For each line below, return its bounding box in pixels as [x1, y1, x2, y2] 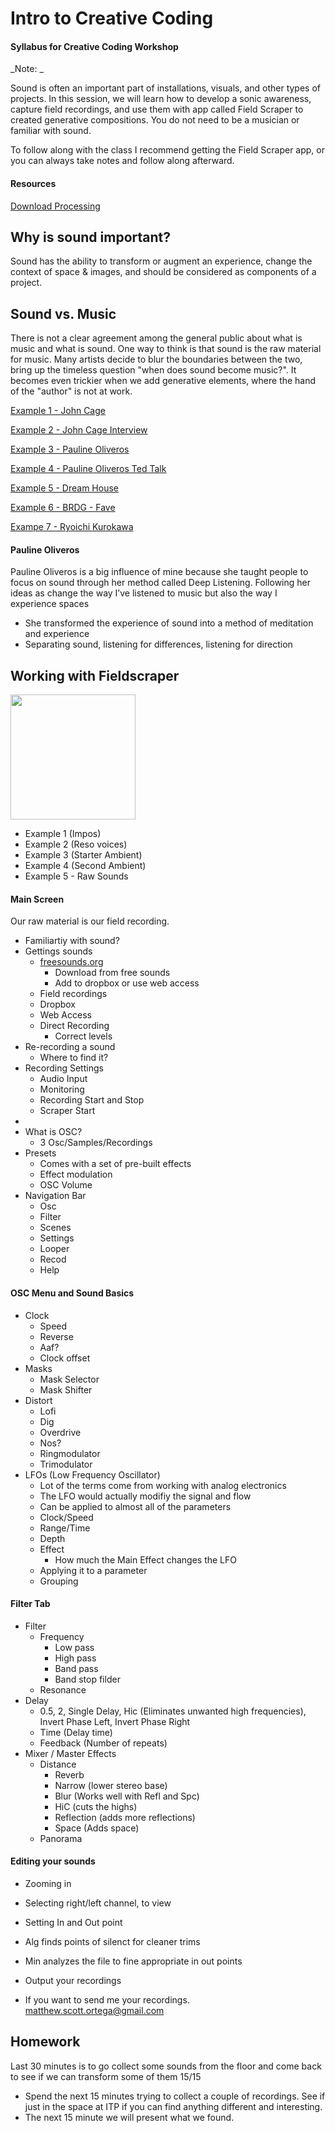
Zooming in [24, 1878, 72, 1890]
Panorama [39, 1832, 83, 1844]
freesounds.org [39, 956, 104, 968]
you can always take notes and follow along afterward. [10, 155, 235, 167]
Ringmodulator [39, 1447, 101, 1459]
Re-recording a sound [24, 1041, 116, 1053]
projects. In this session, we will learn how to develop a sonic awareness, [10, 93, 312, 105]
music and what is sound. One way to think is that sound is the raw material [10, 343, 322, 355]
